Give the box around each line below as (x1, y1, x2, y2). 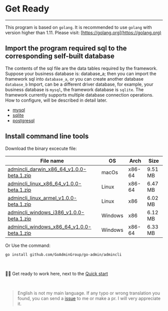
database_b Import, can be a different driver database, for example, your (5, 81, 153, 87)
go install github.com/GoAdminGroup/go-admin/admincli (5, 252, 122, 257)
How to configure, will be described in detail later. (5, 97, 107, 103)
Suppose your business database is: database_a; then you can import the (5, 71, 156, 77)
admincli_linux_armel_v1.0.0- (7, 194, 77, 201)
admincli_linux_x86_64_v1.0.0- (7, 180, 82, 187)
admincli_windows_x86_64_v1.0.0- (7, 223, 91, 230)
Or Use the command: (5, 242, 51, 248)
